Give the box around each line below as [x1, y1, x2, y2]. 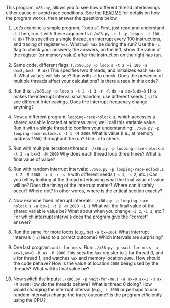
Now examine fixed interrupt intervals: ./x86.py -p [13, 198, 119, 203]
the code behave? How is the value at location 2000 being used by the [13, 260, 159, 266]
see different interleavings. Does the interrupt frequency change [13, 99, 148, 105]
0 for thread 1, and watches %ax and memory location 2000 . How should [13, 255, 161, 261]
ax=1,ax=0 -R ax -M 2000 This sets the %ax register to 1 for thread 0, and [13, 250, 164, 256]
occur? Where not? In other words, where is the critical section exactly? [13, 188, 163, 194]
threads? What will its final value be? [13, 266, 90, 271]
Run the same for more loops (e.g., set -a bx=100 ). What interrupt [13, 229, 149, 235]
